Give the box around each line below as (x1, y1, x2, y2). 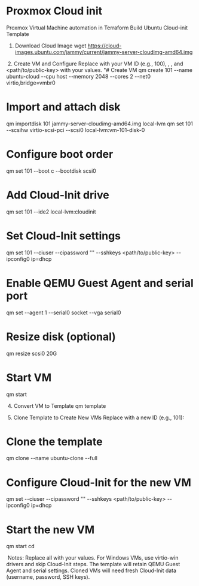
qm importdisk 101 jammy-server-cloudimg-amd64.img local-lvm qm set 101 (6, 120, 193, 127)
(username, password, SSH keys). (6, 573, 90, 581)
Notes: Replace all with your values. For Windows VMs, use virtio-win (7, 554, 179, 561)
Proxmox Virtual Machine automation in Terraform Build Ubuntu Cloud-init (6, 24, 188, 31)
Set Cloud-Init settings (6, 229, 121, 242)
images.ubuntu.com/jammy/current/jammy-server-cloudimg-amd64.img (14, 48, 193, 55)
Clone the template (6, 435, 103, 448)
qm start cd (6, 543, 35, 550)
